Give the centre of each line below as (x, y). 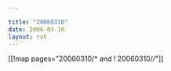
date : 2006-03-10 (36, 29)
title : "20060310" (38, 22)
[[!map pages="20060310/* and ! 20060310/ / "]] (86, 59)
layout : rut (27, 37)
